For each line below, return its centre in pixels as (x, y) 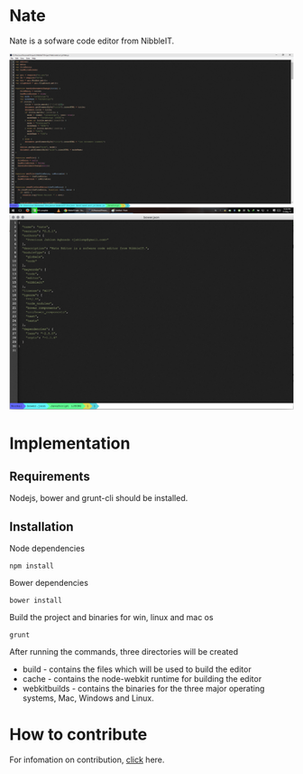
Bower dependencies (49, 583)
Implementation (70, 443)
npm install (32, 566)
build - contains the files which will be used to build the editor (137, 669)
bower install (36, 601)
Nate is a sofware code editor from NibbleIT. (92, 41)
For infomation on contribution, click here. (87, 760)
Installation (41, 527)
